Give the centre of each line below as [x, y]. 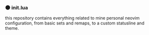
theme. [12, 28]
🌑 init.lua [16, 8]
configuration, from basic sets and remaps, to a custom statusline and [75, 23]
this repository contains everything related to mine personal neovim [72, 18]
